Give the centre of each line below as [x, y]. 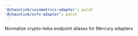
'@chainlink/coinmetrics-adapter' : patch [49, 10]
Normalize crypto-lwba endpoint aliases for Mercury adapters [69, 28]
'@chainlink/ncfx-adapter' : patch [41, 14]
